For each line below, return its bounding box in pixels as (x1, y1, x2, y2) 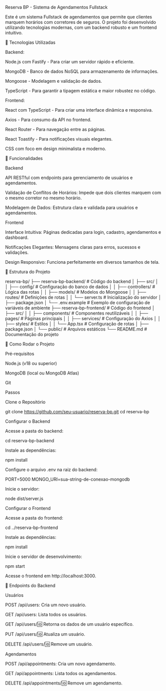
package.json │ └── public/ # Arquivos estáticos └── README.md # (5, 326, 148, 332)
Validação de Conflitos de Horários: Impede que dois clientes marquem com (5, 189, 162, 195)
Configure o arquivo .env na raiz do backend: (5, 467, 98, 473)
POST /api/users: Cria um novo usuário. (5, 602, 86, 608)
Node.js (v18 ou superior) (5, 360, 57, 366)
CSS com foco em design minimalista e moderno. (5, 146, 106, 152)
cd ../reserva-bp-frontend (5, 524, 58, 530)
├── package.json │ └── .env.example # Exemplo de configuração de (5, 300, 150, 306)
